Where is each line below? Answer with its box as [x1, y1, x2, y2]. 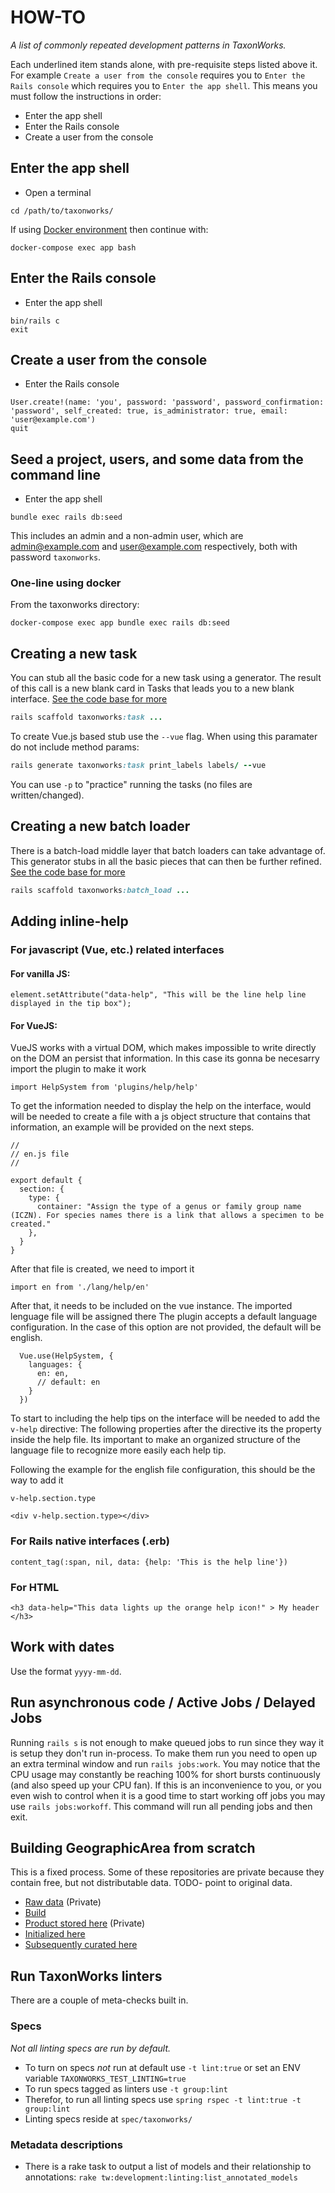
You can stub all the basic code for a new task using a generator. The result [10, 672, 322, 684]
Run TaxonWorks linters [10, 1967, 163, 1985]
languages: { [28, 1360, 83, 1370]
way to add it [10, 1474, 64, 1486]
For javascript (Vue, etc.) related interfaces [10, 943, 225, 957]
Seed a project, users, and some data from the [10, 451, 304, 468]
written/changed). [10, 789, 85, 801]
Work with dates [10, 1639, 115, 1656]
